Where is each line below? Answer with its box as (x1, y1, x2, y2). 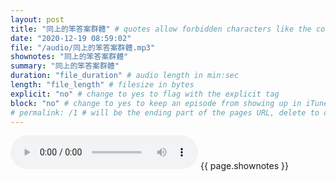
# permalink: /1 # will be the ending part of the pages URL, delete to (10, 107, 320, 118)
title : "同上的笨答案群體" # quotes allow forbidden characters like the (10, 24, 312, 34)
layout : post (10, 14, 65, 25)
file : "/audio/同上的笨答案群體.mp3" (10, 42, 156, 53)
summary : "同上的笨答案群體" (10, 61, 120, 71)
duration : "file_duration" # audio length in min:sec (10, 71, 240, 81)
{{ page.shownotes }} (199, 160, 289, 172)
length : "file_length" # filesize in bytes (10, 80, 195, 90)
